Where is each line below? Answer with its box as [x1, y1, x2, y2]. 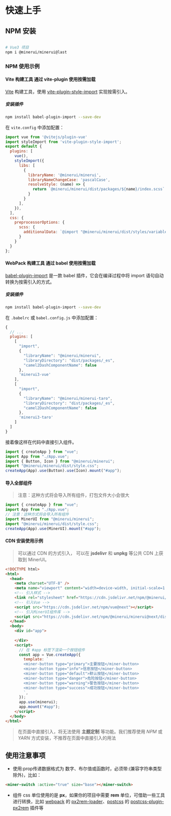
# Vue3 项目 [5, 45, 29, 50]
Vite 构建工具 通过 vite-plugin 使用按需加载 [5, 76, 96, 82]
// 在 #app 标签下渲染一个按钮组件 [18, 647, 85, 653]
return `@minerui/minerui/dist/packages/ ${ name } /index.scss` [32, 187, 165, 192]
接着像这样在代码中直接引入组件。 [5, 439, 77, 445]
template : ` [23, 657, 49, 662]
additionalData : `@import [23, 229, 79, 235]
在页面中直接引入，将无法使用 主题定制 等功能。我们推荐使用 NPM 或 [17, 728, 163, 734]
